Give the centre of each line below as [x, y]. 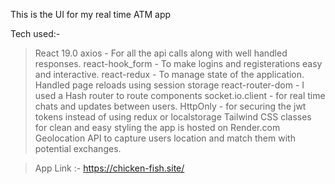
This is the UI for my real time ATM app [91, 14]
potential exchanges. [78, 148]
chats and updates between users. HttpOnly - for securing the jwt [170, 106]
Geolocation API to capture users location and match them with [165, 138]
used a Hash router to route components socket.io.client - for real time [180, 95]
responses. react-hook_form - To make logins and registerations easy [178, 63]
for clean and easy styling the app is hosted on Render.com [157, 127]
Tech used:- [35, 33]
